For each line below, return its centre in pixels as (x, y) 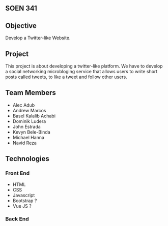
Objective (21, 26)
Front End (18, 173)
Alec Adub (24, 105)
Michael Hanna (29, 137)
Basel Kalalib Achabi (34, 116)
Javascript (24, 195)
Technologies (27, 159)
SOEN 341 (21, 8)
